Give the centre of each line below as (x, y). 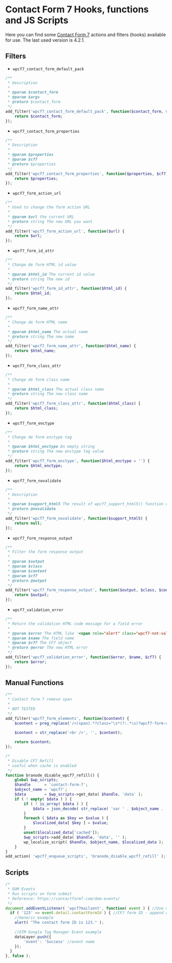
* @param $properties (30, 155)
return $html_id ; (33, 293)
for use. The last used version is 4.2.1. (45, 40)
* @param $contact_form (33, 92)
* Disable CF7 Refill (30, 761)
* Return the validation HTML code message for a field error (75, 624)
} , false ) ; (18, 956)
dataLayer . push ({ (33, 937)
